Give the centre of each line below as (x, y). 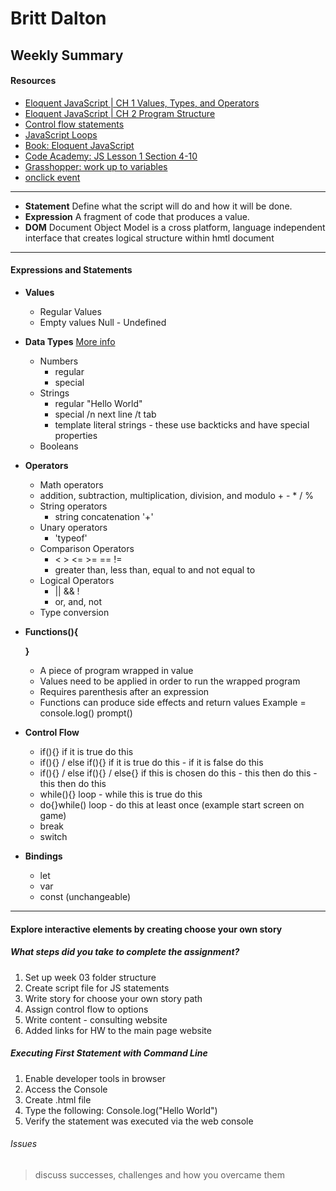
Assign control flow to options (86, 1009)
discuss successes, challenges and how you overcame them (159, 1174)
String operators (73, 506)
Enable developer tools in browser (95, 1078)
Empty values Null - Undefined (103, 322)
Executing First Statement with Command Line (109, 1053)
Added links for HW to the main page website (118, 1030)
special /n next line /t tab (105, 414)
